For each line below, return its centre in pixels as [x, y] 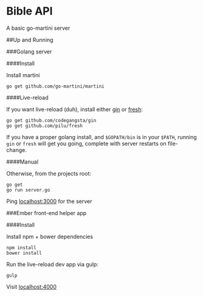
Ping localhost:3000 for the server [49, 201]
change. [17, 150]
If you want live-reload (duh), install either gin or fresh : [74, 109]
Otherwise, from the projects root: [49, 173]
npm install [21, 247]
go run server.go [28, 190]
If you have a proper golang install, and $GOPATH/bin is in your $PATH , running [102, 137]
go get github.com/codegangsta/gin [51, 120]
